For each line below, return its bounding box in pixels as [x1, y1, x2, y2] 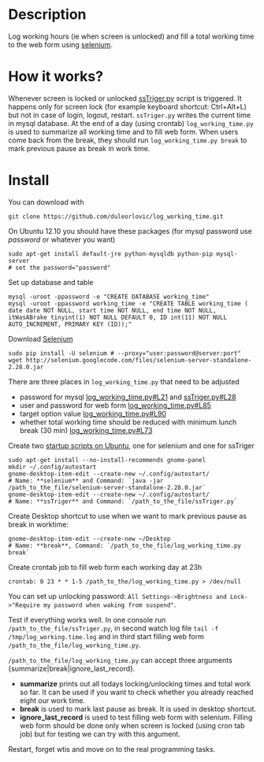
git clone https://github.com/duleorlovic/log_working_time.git [8, 213, 224, 220]
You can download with [8, 197, 84, 206]
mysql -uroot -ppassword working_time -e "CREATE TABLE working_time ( [8, 299, 248, 308]
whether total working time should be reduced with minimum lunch [19, 417, 237, 427]
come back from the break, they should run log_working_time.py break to [8, 135, 247, 145]
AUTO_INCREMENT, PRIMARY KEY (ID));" [8, 320, 132, 328]
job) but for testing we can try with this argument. [19, 729, 181, 738]
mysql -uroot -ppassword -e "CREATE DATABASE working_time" [8, 293, 210, 301]
